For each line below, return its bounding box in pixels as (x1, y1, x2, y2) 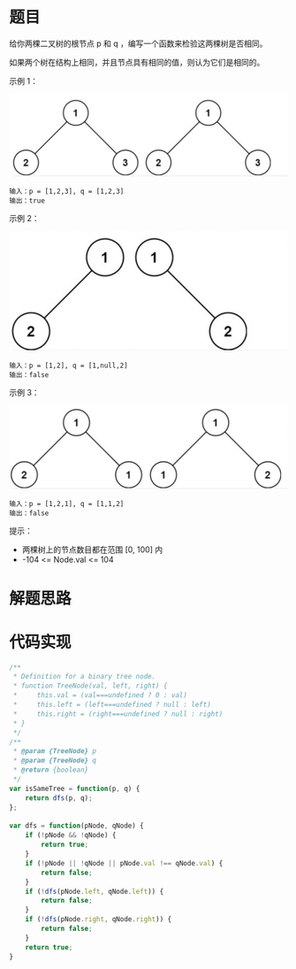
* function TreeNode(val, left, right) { (12, 681, 168, 690)
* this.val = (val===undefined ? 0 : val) (12, 691, 188, 700)
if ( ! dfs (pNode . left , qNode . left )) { (25, 887, 164, 896)
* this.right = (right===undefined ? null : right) (12, 709, 224, 719)
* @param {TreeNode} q (12, 757, 97, 765)
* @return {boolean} (12, 765, 89, 774)
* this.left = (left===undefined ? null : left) (12, 700, 212, 710)
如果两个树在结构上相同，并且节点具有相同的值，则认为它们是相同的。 (9, 57, 265, 67)
